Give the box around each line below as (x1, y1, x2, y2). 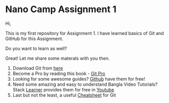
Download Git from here (12, 65, 63, 71)
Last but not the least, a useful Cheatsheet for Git (12, 92, 116, 98)
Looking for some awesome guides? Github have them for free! (12, 76, 146, 82)
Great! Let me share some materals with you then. (5, 55, 110, 61)
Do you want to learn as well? (5, 45, 67, 51)
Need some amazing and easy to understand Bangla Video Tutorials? (12, 81, 158, 87)
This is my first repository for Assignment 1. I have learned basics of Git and (5, 30, 164, 36)
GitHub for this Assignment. (5, 36, 64, 42)
